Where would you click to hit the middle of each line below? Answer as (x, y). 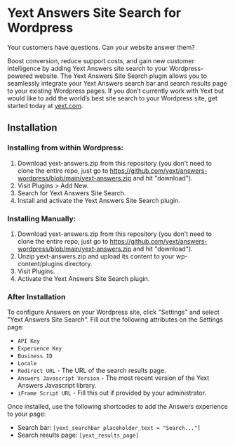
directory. (78, 263)
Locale (27, 364)
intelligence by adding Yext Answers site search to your (88, 68)
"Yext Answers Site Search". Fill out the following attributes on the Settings (115, 320)
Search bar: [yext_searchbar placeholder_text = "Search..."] (109, 428)
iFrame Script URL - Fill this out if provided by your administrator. (112, 393)
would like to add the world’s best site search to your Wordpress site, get (112, 98)
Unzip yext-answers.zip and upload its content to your (96, 256)
